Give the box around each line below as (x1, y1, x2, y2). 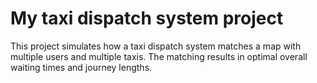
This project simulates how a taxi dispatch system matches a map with (10, 40, 302, 52)
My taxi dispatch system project (10, 7, 284, 30)
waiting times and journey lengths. (10, 61, 153, 73)
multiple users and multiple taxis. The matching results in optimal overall (10, 50, 308, 62)
